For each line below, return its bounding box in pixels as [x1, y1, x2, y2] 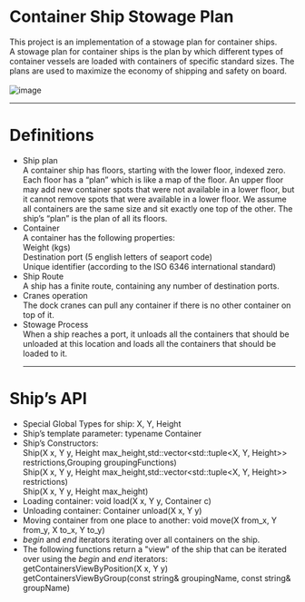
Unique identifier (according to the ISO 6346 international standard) [22, 261, 277, 271]
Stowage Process [22, 319, 89, 330]
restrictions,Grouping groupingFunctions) [22, 457, 177, 468]
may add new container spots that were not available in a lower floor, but [22, 183, 295, 194]
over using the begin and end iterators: [22, 553, 168, 564]
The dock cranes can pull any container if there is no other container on [22, 300, 291, 311]
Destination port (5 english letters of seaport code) [22, 252, 213, 262]
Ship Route [22, 271, 64, 281]
